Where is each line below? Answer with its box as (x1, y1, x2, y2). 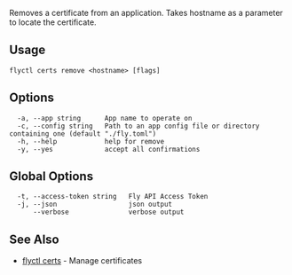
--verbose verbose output (32, 208, 185, 216)
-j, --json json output (17, 200, 173, 209)
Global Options (9, 169, 94, 185)
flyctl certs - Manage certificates (21, 255, 143, 266)
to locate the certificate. (9, 17, 97, 27)
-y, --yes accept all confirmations (17, 145, 201, 153)
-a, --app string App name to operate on (17, 114, 193, 122)
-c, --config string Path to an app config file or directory (17, 122, 260, 130)
